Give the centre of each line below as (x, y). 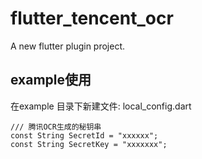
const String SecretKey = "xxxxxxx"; (89, 144)
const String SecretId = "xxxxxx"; (84, 135)
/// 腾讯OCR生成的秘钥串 (56, 127)
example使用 (51, 80)
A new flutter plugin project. (68, 46)
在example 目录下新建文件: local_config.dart (101, 106)
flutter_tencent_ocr (92, 18)
